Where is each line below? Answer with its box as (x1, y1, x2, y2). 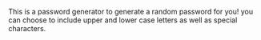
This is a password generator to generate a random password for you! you (8, 7, 254, 16)
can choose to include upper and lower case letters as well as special (8, 15, 238, 25)
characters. (8, 24, 46, 33)
